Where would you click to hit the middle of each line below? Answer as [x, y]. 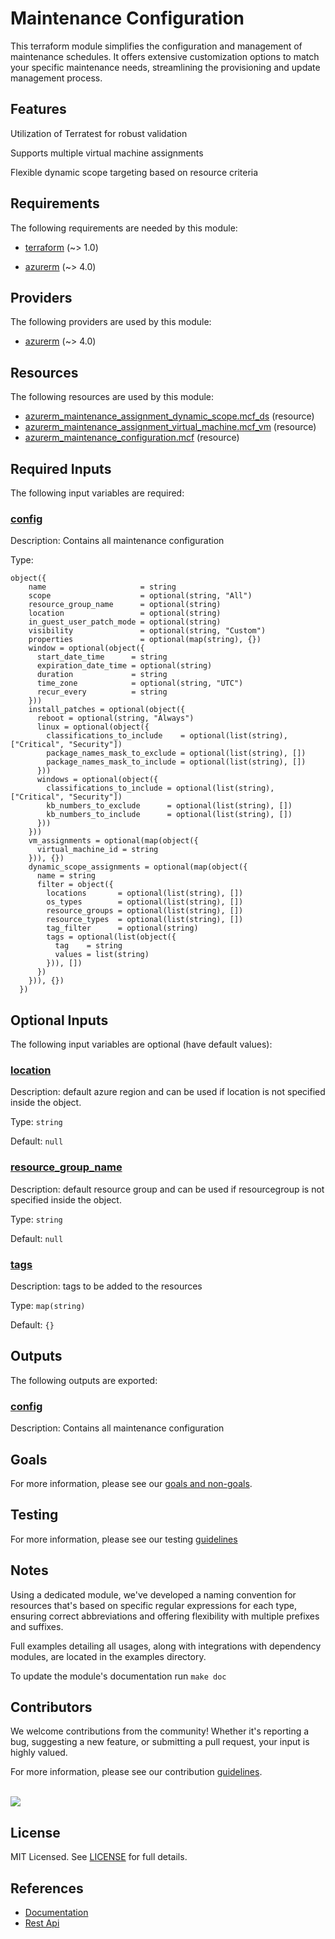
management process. [56, 78]
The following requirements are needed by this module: [124, 228]
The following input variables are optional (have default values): [141, 1044]
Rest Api [42, 1923]
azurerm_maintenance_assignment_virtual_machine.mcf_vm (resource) [170, 427]
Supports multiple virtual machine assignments [107, 153]
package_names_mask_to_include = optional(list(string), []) [176, 762]
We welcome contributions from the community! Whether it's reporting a [160, 1731]
